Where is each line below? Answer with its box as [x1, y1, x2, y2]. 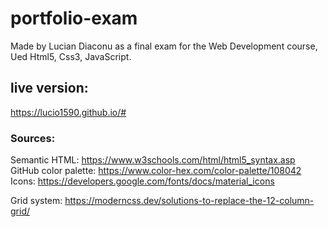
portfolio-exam [10, 7, 138, 30]
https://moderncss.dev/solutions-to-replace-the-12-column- [64, 195, 315, 207]
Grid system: [10, 195, 63, 207]
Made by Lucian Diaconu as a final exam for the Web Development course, [10, 40, 318, 52]
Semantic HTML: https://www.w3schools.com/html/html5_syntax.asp [10, 154, 296, 166]
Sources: [10, 131, 56, 145]
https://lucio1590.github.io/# [10, 106, 127, 118]
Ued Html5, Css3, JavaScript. [10, 50, 132, 62]
